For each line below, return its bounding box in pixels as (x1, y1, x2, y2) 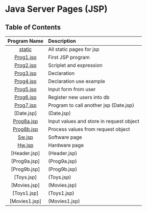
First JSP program (48, 54, 90, 60)
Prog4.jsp (14, 78, 37, 85)
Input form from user (48, 86, 96, 92)
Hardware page (48, 142, 84, 149)
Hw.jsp (17, 142, 33, 149)
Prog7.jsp (14, 102, 37, 109)
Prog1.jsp (14, 54, 37, 60)
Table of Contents (5, 23, 61, 31)
